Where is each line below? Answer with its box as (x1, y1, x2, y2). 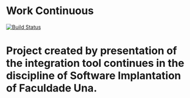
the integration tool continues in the (6, 57, 185, 70)
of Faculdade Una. (6, 82, 98, 95)
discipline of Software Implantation (6, 69, 181, 83)
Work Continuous (6, 4, 94, 18)
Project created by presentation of (6, 44, 178, 58)
